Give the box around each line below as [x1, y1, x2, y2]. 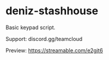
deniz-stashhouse [5, 4, 99, 18]
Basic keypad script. [5, 24, 56, 31]
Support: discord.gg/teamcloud [5, 35, 83, 42]
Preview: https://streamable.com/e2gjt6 [5, 46, 104, 54]
